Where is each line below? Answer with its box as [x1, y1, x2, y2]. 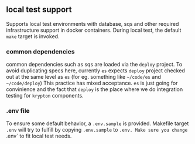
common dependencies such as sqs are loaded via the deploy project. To [6, 61, 183, 68]
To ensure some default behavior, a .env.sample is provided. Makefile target [6, 120, 189, 127]
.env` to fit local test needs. [6, 132, 72, 140]
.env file [6, 107, 30, 115]
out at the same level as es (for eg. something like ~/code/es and [6, 73, 161, 81]
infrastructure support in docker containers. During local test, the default [6, 26, 182, 34]
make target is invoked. [6, 32, 60, 40]
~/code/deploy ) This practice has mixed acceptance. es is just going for [6, 79, 178, 87]
